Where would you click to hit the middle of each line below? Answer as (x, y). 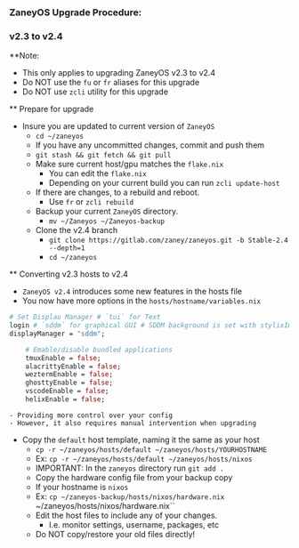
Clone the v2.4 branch (77, 230)
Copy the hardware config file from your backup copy (134, 477)
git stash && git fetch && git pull (103, 156)
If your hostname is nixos (82, 487)
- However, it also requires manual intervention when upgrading (133, 423)
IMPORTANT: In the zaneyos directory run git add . (129, 468)
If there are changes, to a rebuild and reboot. (117, 192)
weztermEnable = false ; (69, 375)
